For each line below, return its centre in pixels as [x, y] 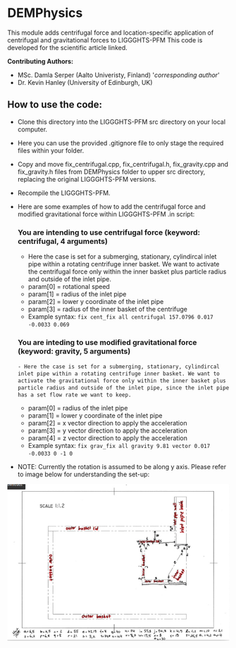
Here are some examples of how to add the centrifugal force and [111, 206]
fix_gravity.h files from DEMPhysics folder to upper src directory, [111, 172]
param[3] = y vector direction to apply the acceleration [108, 431]
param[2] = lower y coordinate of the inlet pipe [96, 302]
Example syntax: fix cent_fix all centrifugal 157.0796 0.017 [120, 317]
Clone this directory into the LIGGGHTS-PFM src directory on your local [122, 122]
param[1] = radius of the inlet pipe [77, 294]
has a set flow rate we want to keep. [74, 395]
